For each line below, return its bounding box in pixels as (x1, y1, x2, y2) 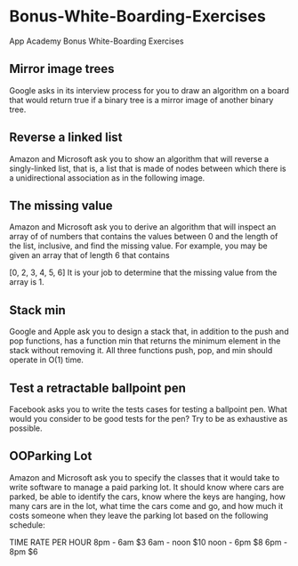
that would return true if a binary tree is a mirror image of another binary (9, 94, 274, 105)
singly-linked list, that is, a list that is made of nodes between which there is (9, 163, 286, 174)
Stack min (9, 303, 67, 318)
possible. (9, 423, 43, 433)
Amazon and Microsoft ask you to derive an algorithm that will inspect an (9, 222, 277, 232)
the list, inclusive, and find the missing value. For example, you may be (9, 240, 269, 251)
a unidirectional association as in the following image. (9, 172, 205, 183)
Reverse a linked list (9, 130, 123, 145)
